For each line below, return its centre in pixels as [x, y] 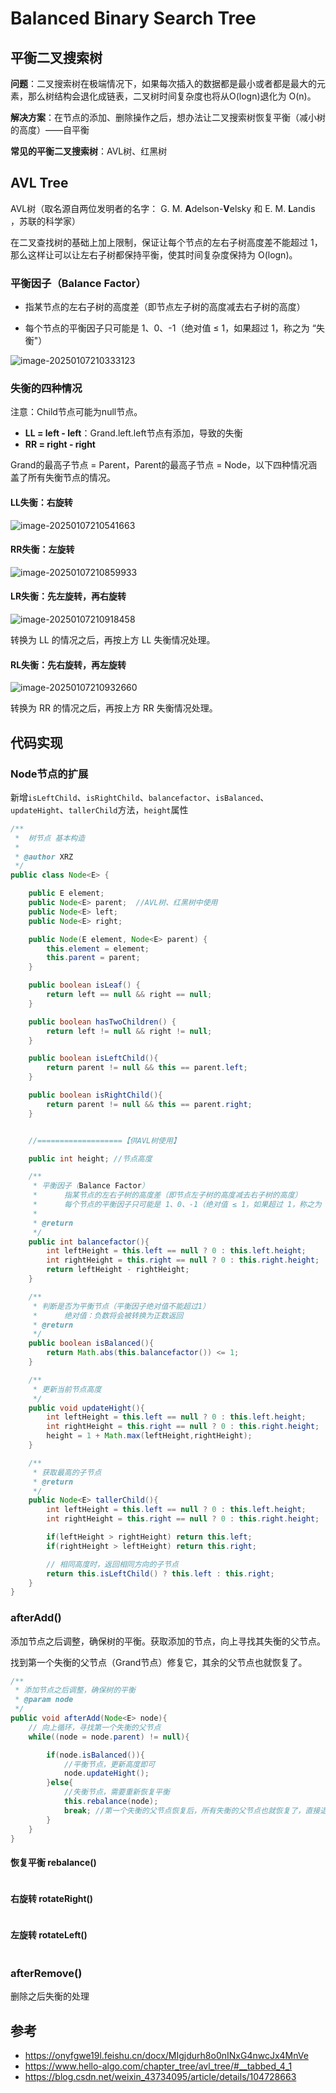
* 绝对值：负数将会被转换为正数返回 [108, 1315]
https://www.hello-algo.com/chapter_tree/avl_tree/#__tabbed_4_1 [158, 2066]
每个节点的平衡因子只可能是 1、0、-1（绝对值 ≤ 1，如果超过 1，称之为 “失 [174, 328]
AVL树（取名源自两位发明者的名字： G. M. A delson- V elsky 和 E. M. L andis [163, 208]
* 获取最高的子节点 [67, 1472]
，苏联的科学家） [45, 221]
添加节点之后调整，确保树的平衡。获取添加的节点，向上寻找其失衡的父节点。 [168, 1641]
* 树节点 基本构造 [50, 838]
